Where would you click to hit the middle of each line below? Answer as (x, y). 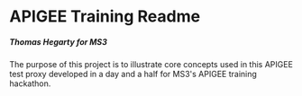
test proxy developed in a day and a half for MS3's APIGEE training (133, 74)
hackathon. (30, 83)
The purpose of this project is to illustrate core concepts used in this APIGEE (151, 65)
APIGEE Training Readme (105, 17)
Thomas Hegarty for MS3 (59, 41)
